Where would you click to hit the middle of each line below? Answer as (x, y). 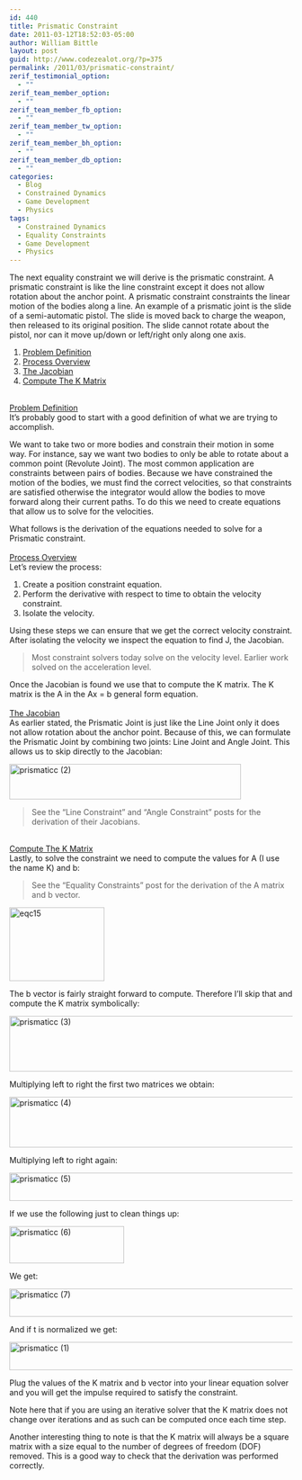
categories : (31, 176)
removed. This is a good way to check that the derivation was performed (144, 1456)
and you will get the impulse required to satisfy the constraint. (124, 1393)
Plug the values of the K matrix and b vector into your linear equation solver (149, 1383)
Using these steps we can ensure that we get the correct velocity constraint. (151, 631)
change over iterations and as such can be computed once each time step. (148, 1420)
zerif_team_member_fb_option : (66, 110)
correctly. (27, 1466)
